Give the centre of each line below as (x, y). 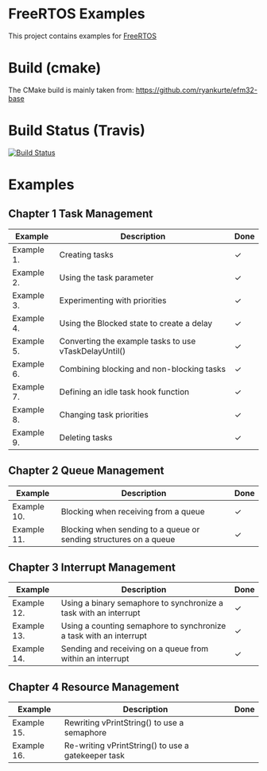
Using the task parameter (106, 277)
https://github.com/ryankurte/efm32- (197, 90)
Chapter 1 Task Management (81, 214)
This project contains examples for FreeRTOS (83, 36)
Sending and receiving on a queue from (135, 649)
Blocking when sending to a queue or (130, 529)
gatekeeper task (95, 756)
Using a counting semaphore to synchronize (143, 626)
